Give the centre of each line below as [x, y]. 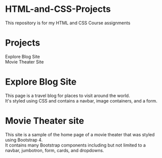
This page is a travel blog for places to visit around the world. [68, 96]
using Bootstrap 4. [24, 140]
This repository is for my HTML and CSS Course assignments [68, 23]
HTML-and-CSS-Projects [58, 9]
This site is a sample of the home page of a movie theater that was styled [80, 134]
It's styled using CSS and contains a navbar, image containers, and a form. [81, 101]
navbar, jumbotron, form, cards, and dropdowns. [54, 150]
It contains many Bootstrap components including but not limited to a [76, 145]
